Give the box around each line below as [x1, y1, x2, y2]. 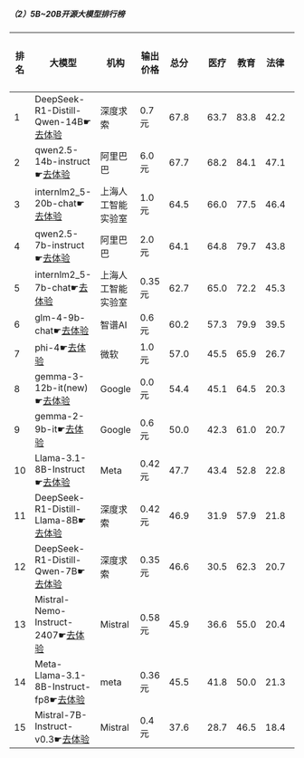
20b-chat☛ [34, 197, 85, 209]
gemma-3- [34, 369, 85, 382]
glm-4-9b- [34, 311, 86, 323]
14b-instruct [34, 155, 90, 168]
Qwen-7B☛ [34, 564, 86, 577]
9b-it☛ [34, 422, 66, 435]
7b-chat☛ [34, 281, 80, 293]
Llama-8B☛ [34, 513, 87, 526]
